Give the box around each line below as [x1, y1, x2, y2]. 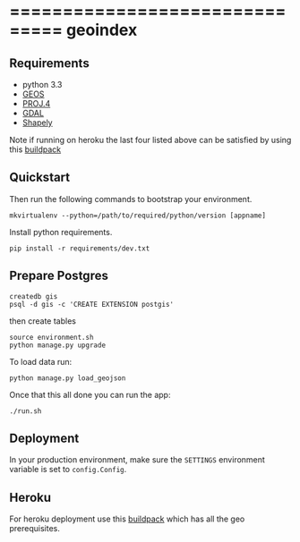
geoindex [65, 20, 138, 40]
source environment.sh [9, 333, 94, 342]
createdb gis [9, 292, 58, 301]
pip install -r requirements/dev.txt [9, 243, 150, 253]
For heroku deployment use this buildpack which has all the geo [9, 513, 245, 524]
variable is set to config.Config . [9, 464, 127, 475]
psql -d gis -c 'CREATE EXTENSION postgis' [9, 300, 175, 309]
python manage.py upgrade [9, 341, 106, 350]
